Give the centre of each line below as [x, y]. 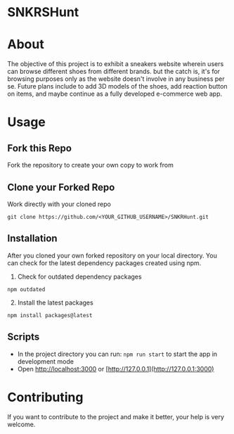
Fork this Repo [40, 148]
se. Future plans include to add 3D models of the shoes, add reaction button [117, 87]
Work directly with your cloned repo [59, 204]
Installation [32, 239]
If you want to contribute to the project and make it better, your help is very [116, 416]
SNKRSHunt [43, 12]
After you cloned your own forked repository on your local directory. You [112, 255]
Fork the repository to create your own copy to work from [90, 165]
